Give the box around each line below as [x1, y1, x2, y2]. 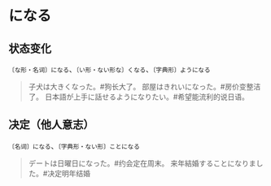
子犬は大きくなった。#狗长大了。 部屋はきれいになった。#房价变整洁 [28, 82, 261, 91]
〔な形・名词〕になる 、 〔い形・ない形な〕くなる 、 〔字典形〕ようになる [8, 65, 211, 74]
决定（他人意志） [8, 118, 94, 132]
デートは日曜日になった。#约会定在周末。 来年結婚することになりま [28, 158, 256, 168]
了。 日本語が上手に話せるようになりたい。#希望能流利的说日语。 [28, 92, 250, 102]
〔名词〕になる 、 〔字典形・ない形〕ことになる [8, 141, 140, 150]
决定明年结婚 [47, 168, 91, 178]
